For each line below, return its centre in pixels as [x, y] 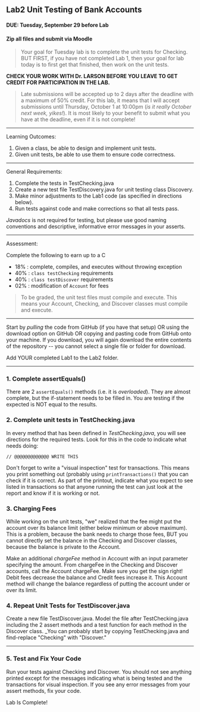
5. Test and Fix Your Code [44, 659]
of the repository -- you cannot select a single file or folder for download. [96, 346]
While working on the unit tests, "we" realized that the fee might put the [94, 522]
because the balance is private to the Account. [63, 547]
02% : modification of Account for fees [62, 286]
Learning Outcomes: [31, 137]
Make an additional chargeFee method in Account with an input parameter [97, 559]
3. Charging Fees [31, 508]
